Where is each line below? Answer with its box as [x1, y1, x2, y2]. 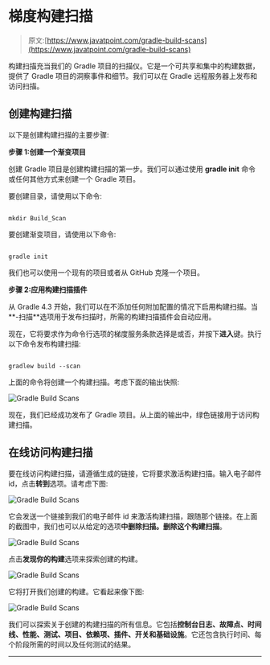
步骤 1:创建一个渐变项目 [8, 146, 87, 157]
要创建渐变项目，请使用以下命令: [8, 229, 117, 239]
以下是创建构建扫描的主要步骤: [8, 129, 110, 139]
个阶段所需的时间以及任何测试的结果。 [8, 639, 135, 649]
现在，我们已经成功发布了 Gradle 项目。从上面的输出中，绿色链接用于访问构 [8, 409, 260, 419]
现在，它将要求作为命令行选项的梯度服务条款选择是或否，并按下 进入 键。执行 [8, 329, 262, 339]
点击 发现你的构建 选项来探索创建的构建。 [8, 554, 142, 564]
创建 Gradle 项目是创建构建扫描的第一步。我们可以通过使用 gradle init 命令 [8, 164, 256, 174]
